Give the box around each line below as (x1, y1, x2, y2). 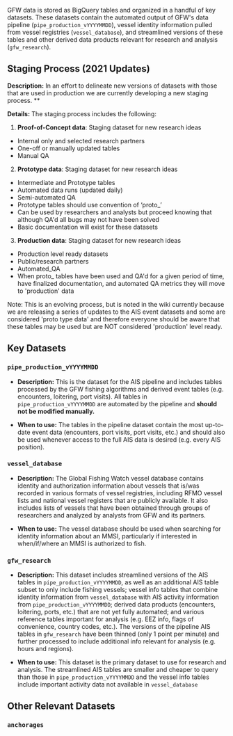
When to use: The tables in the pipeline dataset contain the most (17, 420, 204, 429)
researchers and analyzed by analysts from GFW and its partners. (17, 511, 207, 519)
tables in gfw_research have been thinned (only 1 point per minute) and (17, 630, 220, 639)
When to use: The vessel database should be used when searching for (17, 525, 221, 533)
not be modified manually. (17, 407, 95, 415)
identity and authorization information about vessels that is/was (17, 481, 200, 490)
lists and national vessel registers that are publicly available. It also (17, 496, 209, 504)
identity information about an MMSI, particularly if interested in (17, 531, 197, 540)
